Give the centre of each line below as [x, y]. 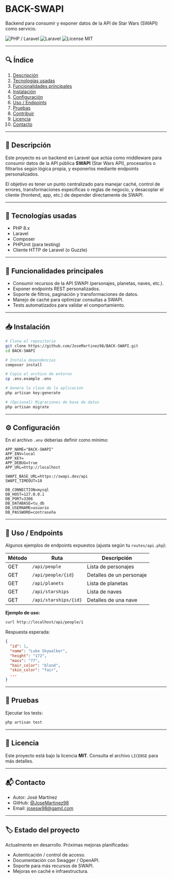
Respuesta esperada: [28, 632]
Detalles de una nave [112, 600]
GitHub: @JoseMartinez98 [41, 803]
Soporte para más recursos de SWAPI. [53, 866]
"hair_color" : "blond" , [35, 665]
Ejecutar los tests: [24, 713]
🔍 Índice [19, 60]
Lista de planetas [107, 584]
